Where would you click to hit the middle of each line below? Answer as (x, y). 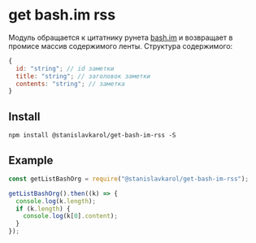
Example (31, 160)
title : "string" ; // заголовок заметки (83, 76)
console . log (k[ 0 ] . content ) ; (70, 216)
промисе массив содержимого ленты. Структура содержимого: (121, 46)
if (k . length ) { (43, 209)
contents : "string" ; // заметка (71, 84)
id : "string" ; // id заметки (65, 68)
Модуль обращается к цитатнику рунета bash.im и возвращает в (121, 37)
